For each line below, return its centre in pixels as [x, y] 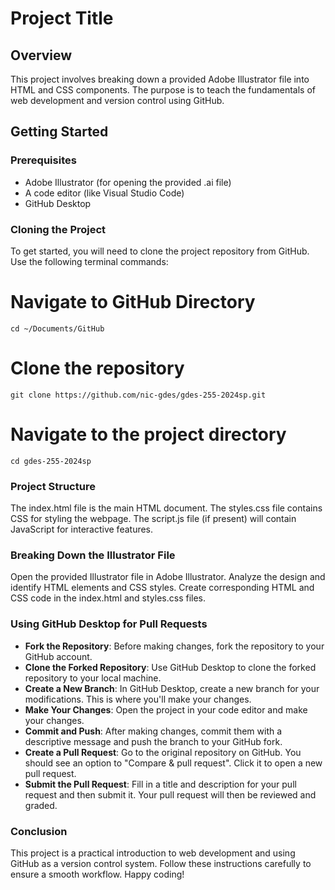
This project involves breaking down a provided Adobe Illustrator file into [160, 79]
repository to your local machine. [93, 678]
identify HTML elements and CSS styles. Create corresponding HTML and [162, 588]
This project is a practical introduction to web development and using [153, 853]
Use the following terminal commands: [89, 261]
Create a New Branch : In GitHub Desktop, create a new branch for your [172, 688]
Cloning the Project [58, 229]
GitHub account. [58, 656]
